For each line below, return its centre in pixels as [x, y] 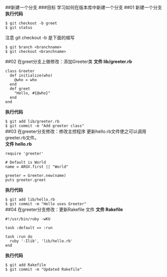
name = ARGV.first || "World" [37, 167]
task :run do [19, 237]
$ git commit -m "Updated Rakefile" [44, 269]
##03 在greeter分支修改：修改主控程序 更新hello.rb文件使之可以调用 [76, 131]
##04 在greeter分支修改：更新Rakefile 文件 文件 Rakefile [64, 210]
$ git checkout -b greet [31, 23]
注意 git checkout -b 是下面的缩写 [40, 38]
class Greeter [20, 71]
